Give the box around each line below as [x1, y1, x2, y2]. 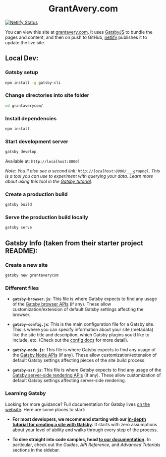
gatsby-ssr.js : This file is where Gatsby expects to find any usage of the [12, 367, 162, 373]
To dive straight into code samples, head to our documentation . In [12, 436, 151, 442]
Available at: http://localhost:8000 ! [5, 158, 79, 164]
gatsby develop [5, 150, 37, 154]
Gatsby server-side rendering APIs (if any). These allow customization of [12, 372, 161, 378]
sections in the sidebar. [12, 447, 60, 453]
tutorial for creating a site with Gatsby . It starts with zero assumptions [12, 421, 158, 427]
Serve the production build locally [5, 214, 88, 221]
